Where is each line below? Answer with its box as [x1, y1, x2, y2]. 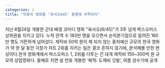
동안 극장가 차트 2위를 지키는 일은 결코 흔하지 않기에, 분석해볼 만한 [26, 45, 155, 51]
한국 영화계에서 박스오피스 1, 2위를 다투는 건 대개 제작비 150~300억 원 [18, 51, 155, 57]
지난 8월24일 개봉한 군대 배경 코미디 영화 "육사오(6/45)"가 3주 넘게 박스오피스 [5, 26, 158, 32]
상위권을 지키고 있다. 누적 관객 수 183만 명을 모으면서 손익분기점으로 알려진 [5, 32, 150, 38]
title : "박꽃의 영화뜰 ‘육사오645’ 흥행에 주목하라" [5, 12, 100, 17]
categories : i [5, 7, 35, 12]
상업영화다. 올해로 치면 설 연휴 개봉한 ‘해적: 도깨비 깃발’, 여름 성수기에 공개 [14, 57, 158, 63]
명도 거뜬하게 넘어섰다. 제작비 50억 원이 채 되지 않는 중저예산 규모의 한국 [10, 38, 151, 45]
